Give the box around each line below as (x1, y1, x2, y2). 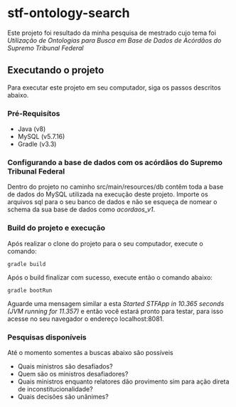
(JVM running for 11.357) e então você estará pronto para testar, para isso (7, 307, 224, 315)
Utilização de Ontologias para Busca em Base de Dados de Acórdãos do (7, 36, 222, 44)
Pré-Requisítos (7, 108, 60, 118)
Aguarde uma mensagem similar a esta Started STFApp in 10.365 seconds (7, 299, 225, 307)
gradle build (7, 260, 46, 268)
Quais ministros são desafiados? (17, 361, 113, 371)
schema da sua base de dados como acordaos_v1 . (7, 205, 156, 214)
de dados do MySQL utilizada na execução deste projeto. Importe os (7, 190, 208, 199)
